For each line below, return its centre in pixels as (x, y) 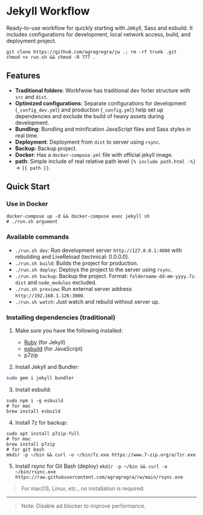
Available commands (38, 237)
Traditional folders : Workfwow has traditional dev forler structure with (103, 90)
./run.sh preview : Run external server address (73, 288)
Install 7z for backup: (41, 422)
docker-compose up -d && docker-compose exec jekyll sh (78, 216)
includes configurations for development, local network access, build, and (98, 34)
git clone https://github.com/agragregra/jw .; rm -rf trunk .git (92, 52)
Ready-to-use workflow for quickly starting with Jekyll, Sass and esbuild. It (100, 28)
